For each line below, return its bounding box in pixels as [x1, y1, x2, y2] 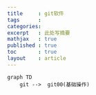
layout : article [7, 55, 67, 62]
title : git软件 [7, 10, 64, 17]
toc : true [7, 49, 57, 56]
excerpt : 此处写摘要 [7, 29, 70, 36]
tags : [7, 17, 41, 23]
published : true [7, 42, 57, 49]
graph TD [7, 74, 32, 81]
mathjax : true [7, 36, 57, 43]
